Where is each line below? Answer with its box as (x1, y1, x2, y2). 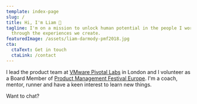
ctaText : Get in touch (11, 47, 67, 53)
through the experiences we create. (11, 31, 101, 36)
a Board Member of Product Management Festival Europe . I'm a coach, (6, 75, 178, 82)
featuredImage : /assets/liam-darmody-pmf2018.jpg (6, 36, 130, 42)
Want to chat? (6, 92, 40, 99)
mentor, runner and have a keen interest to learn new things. (6, 80, 152, 88)
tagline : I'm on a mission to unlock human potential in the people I (6, 25, 182, 31)
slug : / (6, 14, 25, 20)
